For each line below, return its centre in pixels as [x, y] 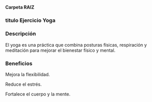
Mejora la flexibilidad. [28, 75]
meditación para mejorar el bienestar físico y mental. [60, 50]
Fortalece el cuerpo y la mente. [38, 94]
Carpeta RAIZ [20, 7]
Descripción [21, 34]
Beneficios [19, 63]
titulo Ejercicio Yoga [31, 20]
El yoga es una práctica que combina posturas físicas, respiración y [76, 45]
